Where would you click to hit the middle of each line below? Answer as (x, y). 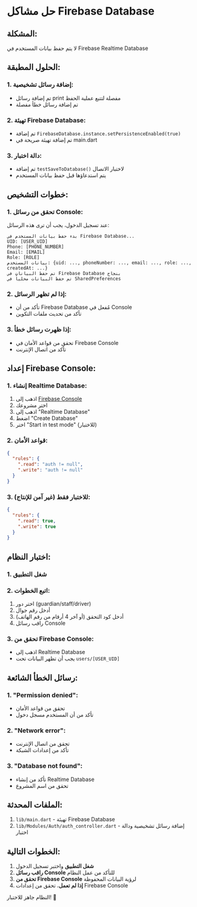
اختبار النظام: (29, 557)
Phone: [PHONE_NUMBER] (35, 247)
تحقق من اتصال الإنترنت (43, 744)
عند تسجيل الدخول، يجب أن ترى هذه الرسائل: (58, 225)
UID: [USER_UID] (27, 242)
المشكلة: (22, 34)
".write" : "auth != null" (51, 470)
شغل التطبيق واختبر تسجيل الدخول (55, 866)
